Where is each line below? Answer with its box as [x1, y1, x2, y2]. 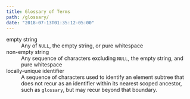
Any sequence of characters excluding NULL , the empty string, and [21, 55, 183, 62]
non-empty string [6, 49, 49, 56]
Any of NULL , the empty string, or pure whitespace [21, 42, 144, 49]
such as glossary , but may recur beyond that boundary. [21, 87, 158, 94]
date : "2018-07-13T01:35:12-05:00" [6, 20, 95, 25]
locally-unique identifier [6, 68, 64, 75]
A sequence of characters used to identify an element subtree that [21, 74, 185, 81]
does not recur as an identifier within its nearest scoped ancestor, [21, 80, 182, 87]
